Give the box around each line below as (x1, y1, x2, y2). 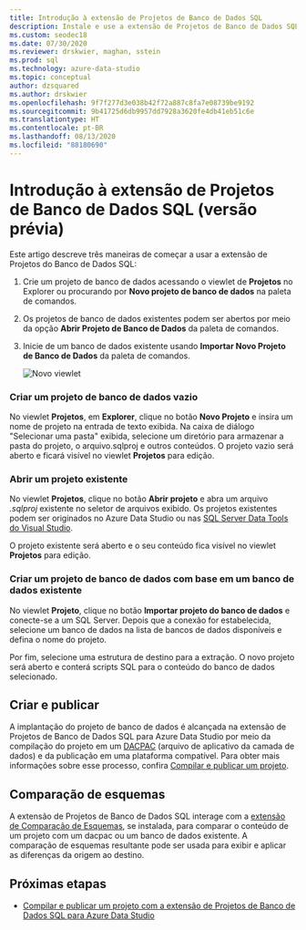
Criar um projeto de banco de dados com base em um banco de (9, 573, 295, 585)
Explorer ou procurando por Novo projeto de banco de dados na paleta (22, 285, 291, 296)
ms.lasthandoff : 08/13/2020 (9, 132, 117, 141)
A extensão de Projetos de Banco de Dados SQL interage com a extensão (9, 811, 286, 821)
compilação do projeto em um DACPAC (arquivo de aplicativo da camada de (9, 740, 295, 752)
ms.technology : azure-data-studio (9, 65, 141, 74)
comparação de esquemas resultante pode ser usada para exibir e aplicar (9, 840, 287, 851)
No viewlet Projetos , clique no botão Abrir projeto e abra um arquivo (9, 493, 269, 504)
